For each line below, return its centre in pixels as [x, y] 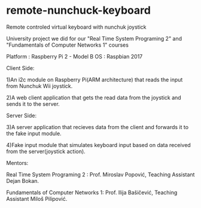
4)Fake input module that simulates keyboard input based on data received [99, 145]
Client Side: [20, 68]
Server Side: [22, 115]
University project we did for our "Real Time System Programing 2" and [94, 38]
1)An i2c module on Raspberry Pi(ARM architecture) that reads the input [95, 79]
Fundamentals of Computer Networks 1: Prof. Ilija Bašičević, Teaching [92, 192]
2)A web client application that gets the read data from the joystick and [94, 97]
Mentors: [17, 163]
